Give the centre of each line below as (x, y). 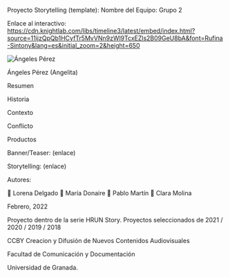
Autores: (19, 180)
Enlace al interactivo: (37, 23)
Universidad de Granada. (42, 267)
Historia (18, 99)
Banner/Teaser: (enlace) (41, 153)
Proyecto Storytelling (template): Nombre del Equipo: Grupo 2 (95, 10)
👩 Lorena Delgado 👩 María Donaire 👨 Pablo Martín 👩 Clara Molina (99, 193)
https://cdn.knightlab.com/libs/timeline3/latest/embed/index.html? (101, 31)
